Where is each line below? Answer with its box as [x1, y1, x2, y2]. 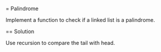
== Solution [5, 28, 35, 35]
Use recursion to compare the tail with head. [5, 40, 116, 46]
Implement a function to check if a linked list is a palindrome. [5, 17, 155, 23]
